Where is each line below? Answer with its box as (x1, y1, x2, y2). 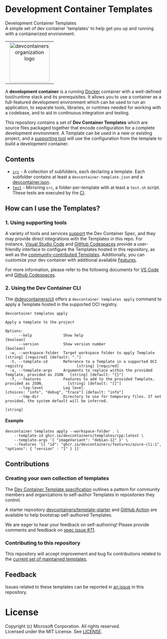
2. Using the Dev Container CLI (5, 284, 81, 291)
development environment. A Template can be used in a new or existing (5, 130, 153, 136)
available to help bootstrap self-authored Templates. (5, 511, 113, 518)
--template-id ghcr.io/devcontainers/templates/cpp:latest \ (14, 433, 144, 438)
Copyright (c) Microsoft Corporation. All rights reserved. (5, 623, 121, 629)
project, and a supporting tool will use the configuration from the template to (5, 135, 162, 141)
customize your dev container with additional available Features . (5, 257, 137, 263)
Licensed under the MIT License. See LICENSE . (5, 628, 103, 634)
